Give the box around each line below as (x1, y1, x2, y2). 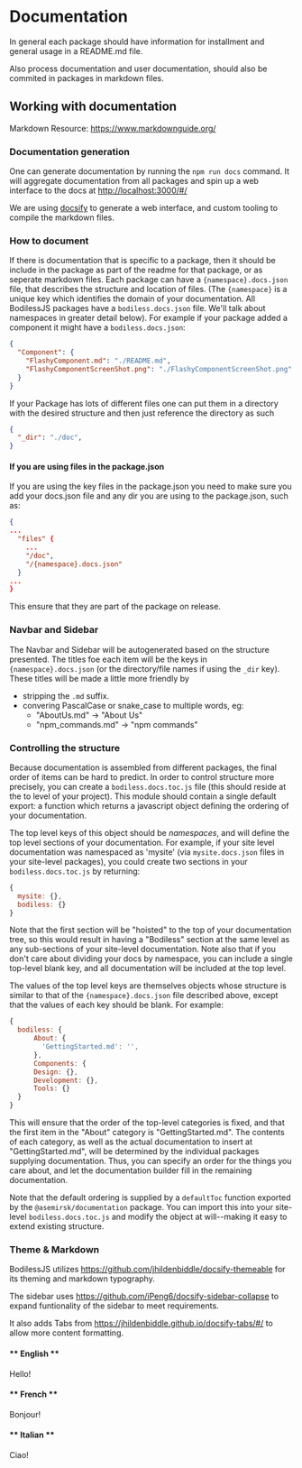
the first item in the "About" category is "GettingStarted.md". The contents (9, 1127, 286, 1138)
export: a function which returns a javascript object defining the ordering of (9, 800, 289, 811)
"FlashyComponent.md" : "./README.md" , (25, 356, 171, 366)
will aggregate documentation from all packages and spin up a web (9, 176, 260, 187)
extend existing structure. (9, 1221, 105, 1232)
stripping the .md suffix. (22, 690, 110, 701)
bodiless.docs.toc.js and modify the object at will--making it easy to (28, 1211, 288, 1223)
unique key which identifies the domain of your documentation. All (9, 293, 255, 304)
